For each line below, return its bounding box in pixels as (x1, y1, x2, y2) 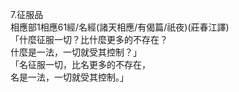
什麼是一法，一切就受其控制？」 (10, 46, 142, 58)
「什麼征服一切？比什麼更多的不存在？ (10, 34, 168, 45)
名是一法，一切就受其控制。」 (10, 71, 129, 83)
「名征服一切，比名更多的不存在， (10, 59, 151, 70)
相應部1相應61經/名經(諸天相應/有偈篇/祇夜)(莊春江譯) (10, 21, 230, 33)
